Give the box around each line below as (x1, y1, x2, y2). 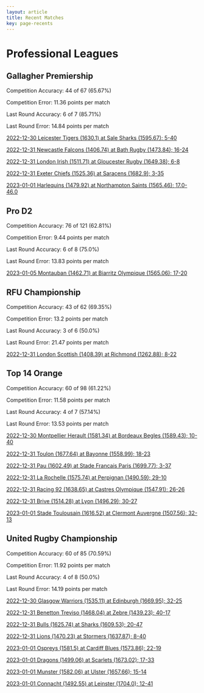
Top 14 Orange (6, 368, 63, 379)
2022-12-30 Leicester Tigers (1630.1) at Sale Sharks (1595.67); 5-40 (6, 134, 177, 142)
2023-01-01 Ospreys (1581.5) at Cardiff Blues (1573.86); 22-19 (6, 644, 161, 651)
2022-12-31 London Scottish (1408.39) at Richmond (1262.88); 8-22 (6, 350, 177, 358)
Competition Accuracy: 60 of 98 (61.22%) (6, 384, 111, 391)
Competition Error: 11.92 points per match (6, 561, 111, 568)
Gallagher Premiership (6, 71, 93, 81)
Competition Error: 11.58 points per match (6, 396, 111, 404)
